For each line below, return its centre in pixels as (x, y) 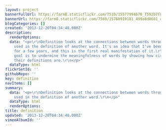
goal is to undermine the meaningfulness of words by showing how (84, 56)
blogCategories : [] (25, 23)
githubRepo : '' (21, 74)
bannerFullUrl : (21, 14)
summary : (14, 88)
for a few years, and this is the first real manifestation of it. (85, 51)
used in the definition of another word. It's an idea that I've (83, 46)
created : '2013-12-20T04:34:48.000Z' (44, 28)
